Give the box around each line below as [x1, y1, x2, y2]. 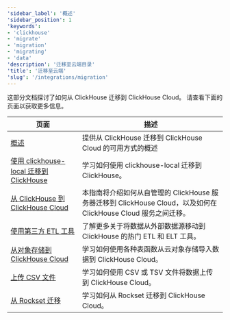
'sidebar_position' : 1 [7, 16, 72, 23]
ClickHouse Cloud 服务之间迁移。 [81, 208, 190, 218]
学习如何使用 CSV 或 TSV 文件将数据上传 [81, 268, 214, 278]
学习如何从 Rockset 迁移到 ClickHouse [81, 291, 205, 300]
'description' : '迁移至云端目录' [7, 61, 95, 68]
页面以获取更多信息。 [7, 102, 67, 110]
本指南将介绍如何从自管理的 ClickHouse [81, 188, 210, 197]
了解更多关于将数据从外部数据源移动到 [81, 221, 206, 231]
